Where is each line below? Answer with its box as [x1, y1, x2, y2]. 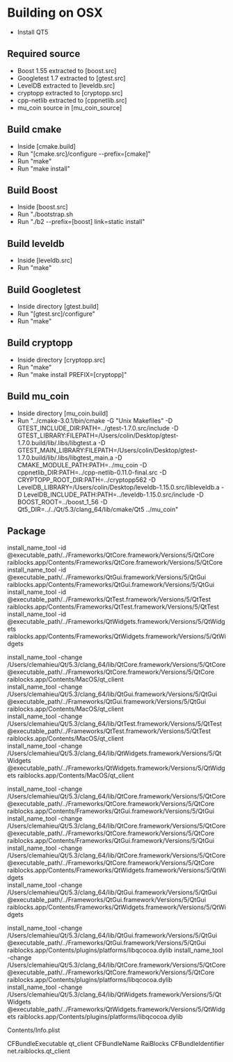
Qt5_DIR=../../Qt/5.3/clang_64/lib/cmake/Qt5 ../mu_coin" [17, 505, 179, 513]
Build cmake [7, 124, 62, 136]
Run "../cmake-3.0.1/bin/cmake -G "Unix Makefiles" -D [17, 416, 173, 425]
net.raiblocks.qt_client [7, 1047, 71, 1055]
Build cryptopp [7, 337, 73, 349]
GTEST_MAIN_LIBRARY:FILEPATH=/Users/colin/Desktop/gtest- [17, 446, 198, 454]
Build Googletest [7, 284, 81, 296]
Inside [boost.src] [17, 203, 68, 211]
